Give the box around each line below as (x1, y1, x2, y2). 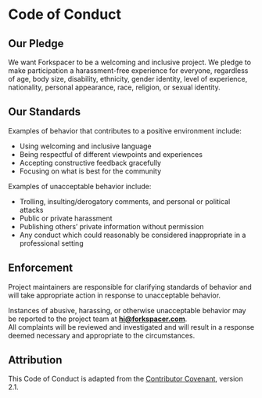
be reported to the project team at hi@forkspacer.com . (8, 314, 188, 323)
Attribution (8, 353, 63, 367)
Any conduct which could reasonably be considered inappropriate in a (19, 230, 246, 239)
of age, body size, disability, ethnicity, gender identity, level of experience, (8, 75, 248, 83)
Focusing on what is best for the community (19, 166, 162, 176)
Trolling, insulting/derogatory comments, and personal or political (19, 196, 231, 206)
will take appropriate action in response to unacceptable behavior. (8, 290, 221, 300)
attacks (19, 205, 44, 214)
